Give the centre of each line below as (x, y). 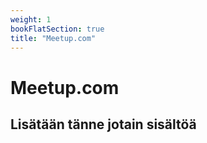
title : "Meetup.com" (53, 38)
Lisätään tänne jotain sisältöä (103, 124)
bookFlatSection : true (57, 29)
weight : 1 (31, 19)
